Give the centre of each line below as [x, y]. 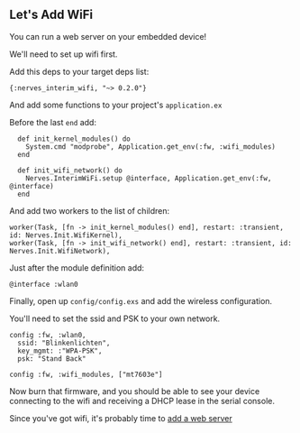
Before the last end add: [53, 122]
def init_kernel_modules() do [74, 139]
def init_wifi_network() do [70, 170]
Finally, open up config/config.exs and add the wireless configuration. [141, 300]
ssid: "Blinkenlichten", [64, 343]
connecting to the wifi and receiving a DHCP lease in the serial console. [142, 401]
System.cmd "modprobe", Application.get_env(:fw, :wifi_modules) [151, 147]
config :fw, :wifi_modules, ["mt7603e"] [86, 374]
